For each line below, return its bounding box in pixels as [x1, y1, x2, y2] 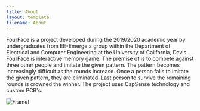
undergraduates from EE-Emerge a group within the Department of [6, 42, 171, 50]
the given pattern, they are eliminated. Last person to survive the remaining [6, 74, 191, 81]
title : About [6, 8, 39, 15]
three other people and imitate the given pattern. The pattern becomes [6, 61, 180, 69]
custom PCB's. [6, 87, 43, 94]
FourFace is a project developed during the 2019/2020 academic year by [6, 36, 186, 44]
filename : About [6, 20, 47, 26]
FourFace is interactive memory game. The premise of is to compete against [6, 55, 194, 63]
